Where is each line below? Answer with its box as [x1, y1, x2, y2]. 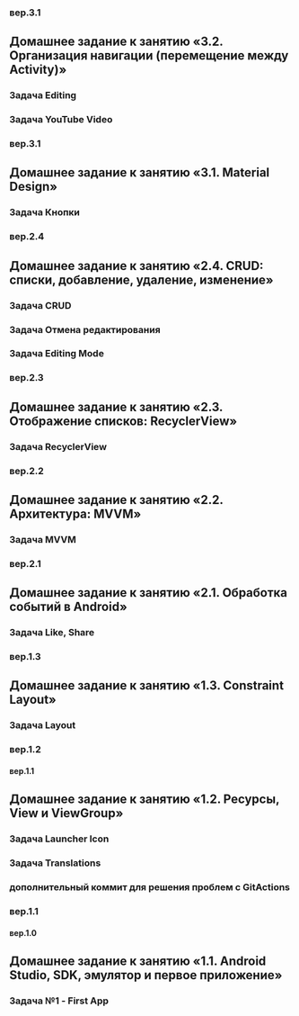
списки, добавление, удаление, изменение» [9, 272, 274, 287]
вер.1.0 [9, 927, 38, 938]
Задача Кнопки [9, 206, 81, 219]
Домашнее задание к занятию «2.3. [9, 399, 223, 415]
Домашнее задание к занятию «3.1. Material [9, 165, 270, 181]
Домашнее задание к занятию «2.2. [9, 492, 224, 508]
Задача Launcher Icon [9, 832, 110, 845]
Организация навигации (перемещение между [9, 48, 289, 64]
